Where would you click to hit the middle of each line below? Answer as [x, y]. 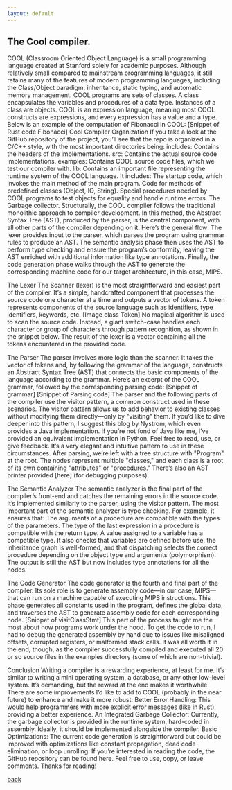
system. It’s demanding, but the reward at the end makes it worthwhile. [108, 685]
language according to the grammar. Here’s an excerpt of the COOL [104, 380]
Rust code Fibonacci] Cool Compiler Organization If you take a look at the [112, 132]
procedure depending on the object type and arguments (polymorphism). [112, 555]
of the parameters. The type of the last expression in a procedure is [104, 526]
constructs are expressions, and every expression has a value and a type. [112, 117]
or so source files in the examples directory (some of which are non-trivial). [115, 657]
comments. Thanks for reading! [52, 766]
